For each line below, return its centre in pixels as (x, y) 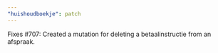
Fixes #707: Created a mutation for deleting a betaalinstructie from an (109, 34)
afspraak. (21, 41)
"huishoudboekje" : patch (44, 14)
